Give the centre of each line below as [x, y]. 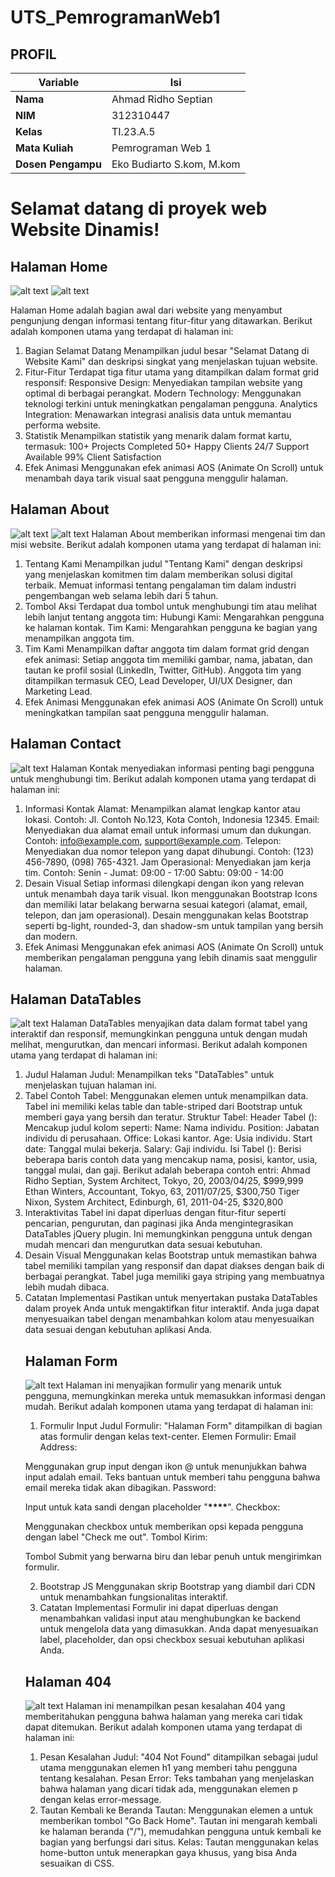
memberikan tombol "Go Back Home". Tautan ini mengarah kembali [178, 1821]
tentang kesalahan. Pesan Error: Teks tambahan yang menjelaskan [177, 1778]
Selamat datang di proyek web [139, 208]
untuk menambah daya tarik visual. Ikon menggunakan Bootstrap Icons [171, 893]
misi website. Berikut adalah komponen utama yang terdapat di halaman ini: [166, 544]
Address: [58, 1447]
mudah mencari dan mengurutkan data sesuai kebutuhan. [143, 1245]
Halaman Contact [66, 744]
